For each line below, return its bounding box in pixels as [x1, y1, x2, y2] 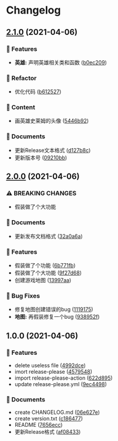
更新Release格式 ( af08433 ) [14, 429, 81, 436]
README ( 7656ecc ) [14, 422, 63, 429]
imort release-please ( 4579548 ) [14, 368, 93, 375]
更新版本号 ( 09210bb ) [14, 154, 68, 161]
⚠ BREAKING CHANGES [6, 190, 77, 198]
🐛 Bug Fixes [6, 292, 40, 300]
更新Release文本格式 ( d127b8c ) [14, 146, 91, 153]
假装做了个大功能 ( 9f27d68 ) [14, 269, 82, 276]
